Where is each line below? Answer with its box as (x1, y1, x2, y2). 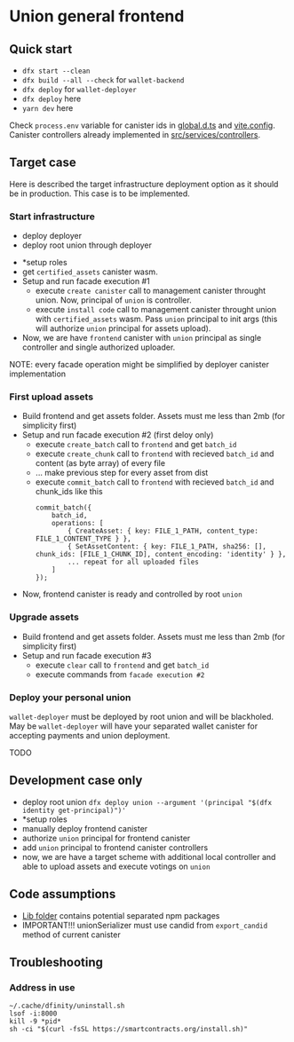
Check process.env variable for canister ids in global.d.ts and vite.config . (9, 120, 275, 130)
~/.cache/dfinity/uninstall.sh (9, 1001, 125, 1011)
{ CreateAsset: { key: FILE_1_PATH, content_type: (67, 526, 259, 536)
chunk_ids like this (35, 486, 104, 497)
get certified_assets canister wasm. (21, 266, 158, 277)
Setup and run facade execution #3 (21, 650, 152, 660)
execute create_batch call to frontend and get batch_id (35, 439, 237, 450)
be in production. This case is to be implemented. (9, 188, 191, 199)
